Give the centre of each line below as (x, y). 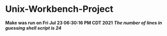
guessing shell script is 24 (33, 28)
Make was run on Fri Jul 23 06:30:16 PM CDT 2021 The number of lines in (84, 23)
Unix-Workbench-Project (59, 9)
